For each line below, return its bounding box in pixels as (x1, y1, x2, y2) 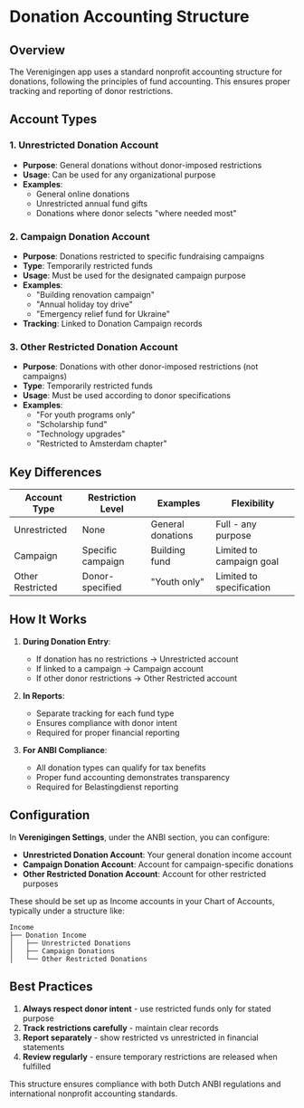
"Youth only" (150, 576, 205, 588)
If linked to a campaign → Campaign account (35, 663, 204, 673)
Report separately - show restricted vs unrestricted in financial (22, 1032, 260, 1043)
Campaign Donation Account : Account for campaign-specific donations (22, 858, 294, 870)
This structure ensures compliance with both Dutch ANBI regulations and (9, 1078, 281, 1089)
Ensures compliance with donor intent (35, 717, 178, 728)
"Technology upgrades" (35, 428, 126, 440)
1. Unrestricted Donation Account (9, 138, 159, 151)
